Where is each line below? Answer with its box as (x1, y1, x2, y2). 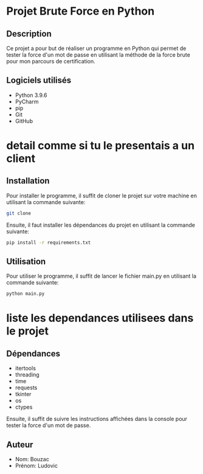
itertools (15, 364, 36, 372)
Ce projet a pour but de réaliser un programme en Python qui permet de (6, 44, 187, 52)
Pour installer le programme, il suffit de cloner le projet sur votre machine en (6, 192, 198, 199)
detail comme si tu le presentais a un (6, 139, 195, 152)
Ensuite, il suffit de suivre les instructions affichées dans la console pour (6, 416, 187, 423)
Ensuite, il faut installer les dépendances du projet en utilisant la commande (6, 221, 196, 228)
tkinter (15, 391, 32, 398)
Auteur (6, 439, 33, 450)
